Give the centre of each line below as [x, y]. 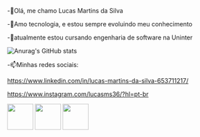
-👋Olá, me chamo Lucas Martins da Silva [65, 11]
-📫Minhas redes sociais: [43, 65]
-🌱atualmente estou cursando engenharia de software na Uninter [100, 37]
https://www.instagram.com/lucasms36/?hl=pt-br [78, 94]
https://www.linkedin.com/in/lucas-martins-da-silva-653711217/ [98, 81]
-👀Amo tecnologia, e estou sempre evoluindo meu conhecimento [100, 24]
